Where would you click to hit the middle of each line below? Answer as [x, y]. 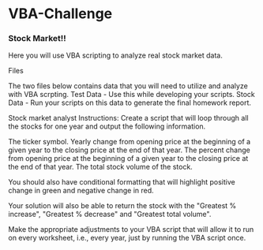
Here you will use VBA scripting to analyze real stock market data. [115, 55]
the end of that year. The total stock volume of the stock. [101, 167]
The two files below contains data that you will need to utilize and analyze [128, 86]
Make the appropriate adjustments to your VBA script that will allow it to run [131, 229]
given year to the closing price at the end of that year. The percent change [129, 150]
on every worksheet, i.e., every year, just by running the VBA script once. [127, 238]
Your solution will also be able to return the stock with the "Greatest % [122, 206]
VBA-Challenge [60, 14]
